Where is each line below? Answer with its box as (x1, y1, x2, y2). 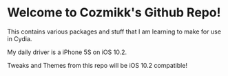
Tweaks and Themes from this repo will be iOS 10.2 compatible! (7, 61, 188, 69)
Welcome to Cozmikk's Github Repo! (7, 5, 221, 21)
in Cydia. (7, 34, 32, 42)
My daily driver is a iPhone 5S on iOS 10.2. (7, 48, 127, 56)
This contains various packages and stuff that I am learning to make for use (7, 27, 222, 36)
